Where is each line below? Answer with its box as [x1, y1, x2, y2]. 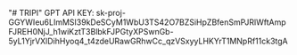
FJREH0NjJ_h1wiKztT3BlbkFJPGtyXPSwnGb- [8, 27, 175, 36]
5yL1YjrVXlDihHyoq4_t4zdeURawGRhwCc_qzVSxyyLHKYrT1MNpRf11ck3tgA [8, 35, 289, 46]
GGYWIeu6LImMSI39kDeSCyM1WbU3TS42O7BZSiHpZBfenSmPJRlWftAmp [8, 17, 286, 27]
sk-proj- [95, 8, 127, 18]
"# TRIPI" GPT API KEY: [8, 8, 95, 18]
